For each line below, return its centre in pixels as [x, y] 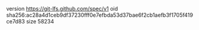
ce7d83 [16, 21]
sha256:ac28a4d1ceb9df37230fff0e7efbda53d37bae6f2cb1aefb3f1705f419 [100, 15]
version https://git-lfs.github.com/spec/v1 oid [62, 9]
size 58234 [40, 21]
